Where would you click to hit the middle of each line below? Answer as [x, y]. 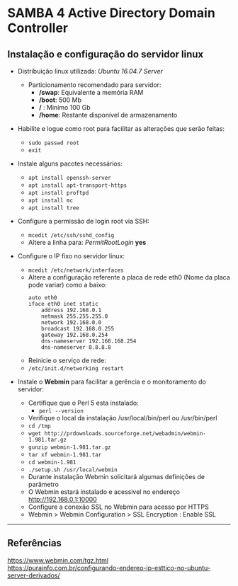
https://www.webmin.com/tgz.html [58, 560]
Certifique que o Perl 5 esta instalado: [84, 403]
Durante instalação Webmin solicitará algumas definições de [117, 477]
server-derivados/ [34, 575]
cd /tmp [39, 426]
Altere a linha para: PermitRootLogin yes [87, 242]
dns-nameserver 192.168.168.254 [89, 341]
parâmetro [43, 484]
